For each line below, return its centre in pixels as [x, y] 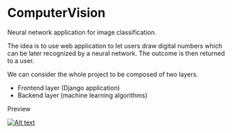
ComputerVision [56, 13]
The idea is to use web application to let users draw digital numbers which [115, 45]
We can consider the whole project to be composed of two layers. [103, 74]
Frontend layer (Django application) [69, 87]
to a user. [21, 60]
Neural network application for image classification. [82, 32]
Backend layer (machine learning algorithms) [82, 95]
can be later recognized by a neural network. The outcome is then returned [116, 53]
